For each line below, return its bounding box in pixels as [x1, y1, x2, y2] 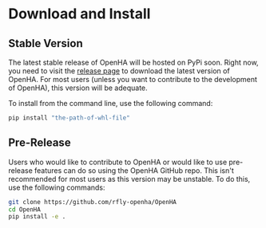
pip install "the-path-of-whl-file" [8, 114, 130, 122]
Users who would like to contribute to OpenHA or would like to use [8, 157, 228, 167]
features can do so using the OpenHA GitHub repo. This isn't [34, 165, 234, 175]
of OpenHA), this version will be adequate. [8, 83, 148, 92]
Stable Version [8, 37, 84, 50]
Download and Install [8, 5, 151, 23]
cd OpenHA [8, 205, 42, 214]
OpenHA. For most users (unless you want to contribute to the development [8, 75, 258, 84]
